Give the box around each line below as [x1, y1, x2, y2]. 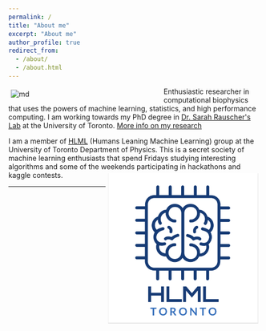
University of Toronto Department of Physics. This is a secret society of [8, 144, 244, 154]
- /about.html [15, 64, 62, 72]
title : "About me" [8, 21, 70, 30]
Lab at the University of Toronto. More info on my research [8, 120, 203, 130]
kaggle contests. [8, 170, 63, 180]
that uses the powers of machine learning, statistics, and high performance [8, 103, 256, 113]
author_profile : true [8, 38, 81, 46]
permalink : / [8, 13, 52, 21]
